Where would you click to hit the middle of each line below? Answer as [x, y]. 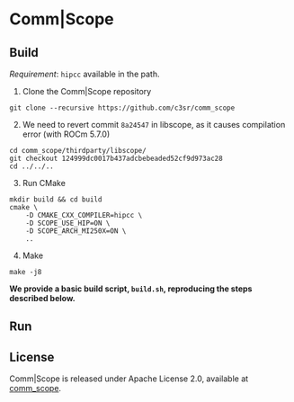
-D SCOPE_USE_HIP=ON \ [68, 223]
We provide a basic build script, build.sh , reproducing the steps [131, 289]
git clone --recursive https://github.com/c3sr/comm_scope [122, 108]
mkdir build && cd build [56, 200]
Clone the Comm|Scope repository [87, 91]
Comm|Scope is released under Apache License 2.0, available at [129, 379]
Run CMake [44, 183]
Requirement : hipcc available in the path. [85, 74]
